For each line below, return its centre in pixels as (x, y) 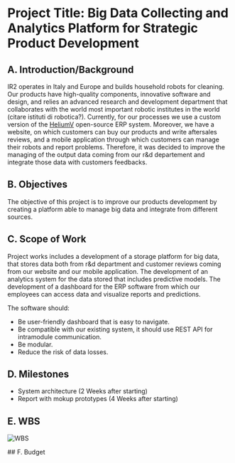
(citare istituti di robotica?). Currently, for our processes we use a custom (114, 117)
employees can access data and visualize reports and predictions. (104, 294)
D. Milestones (38, 374)
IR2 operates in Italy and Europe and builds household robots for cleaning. (116, 86)
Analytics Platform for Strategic (103, 28)
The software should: (38, 308)
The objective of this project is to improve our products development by (112, 201)
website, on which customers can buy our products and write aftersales (113, 132)
